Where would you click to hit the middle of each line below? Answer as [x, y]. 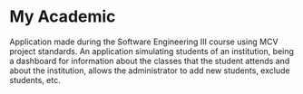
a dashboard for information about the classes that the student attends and [150, 61]
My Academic [63, 17]
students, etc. [35, 80]
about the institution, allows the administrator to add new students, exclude [150, 70]
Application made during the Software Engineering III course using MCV [144, 42]
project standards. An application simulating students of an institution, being [152, 51]
